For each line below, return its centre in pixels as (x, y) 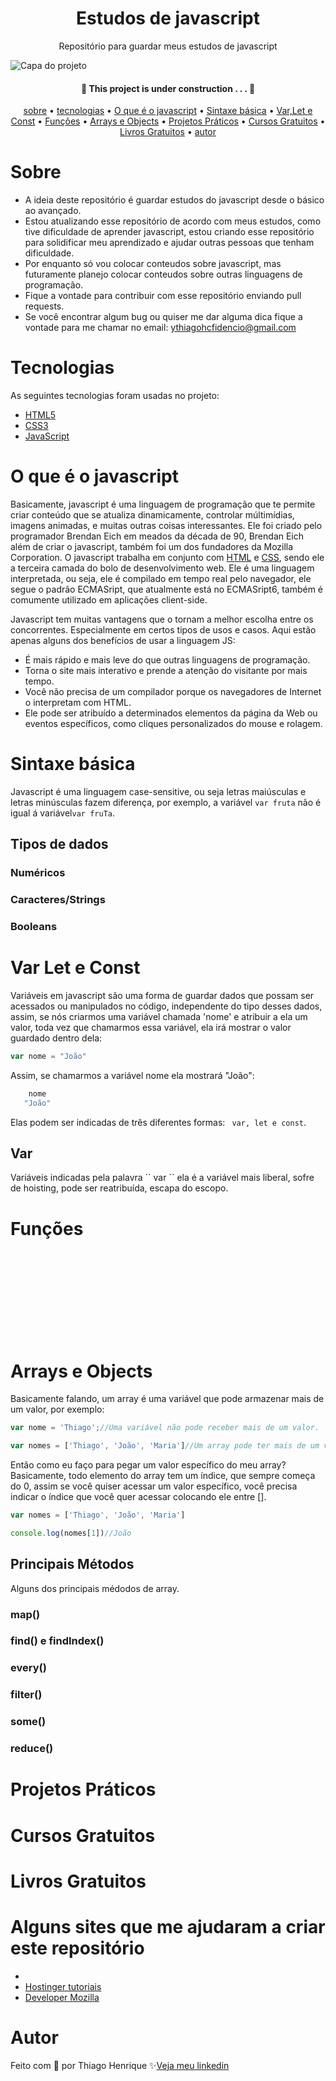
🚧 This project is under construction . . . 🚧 (168, 88)
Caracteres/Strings (58, 900)
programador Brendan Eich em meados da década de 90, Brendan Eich (157, 536)
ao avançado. (53, 211)
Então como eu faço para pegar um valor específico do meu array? (148, 1465)
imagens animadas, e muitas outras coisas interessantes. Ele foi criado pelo (166, 525)
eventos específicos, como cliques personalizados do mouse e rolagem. (173, 723)
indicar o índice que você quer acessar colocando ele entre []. (138, 1497)
